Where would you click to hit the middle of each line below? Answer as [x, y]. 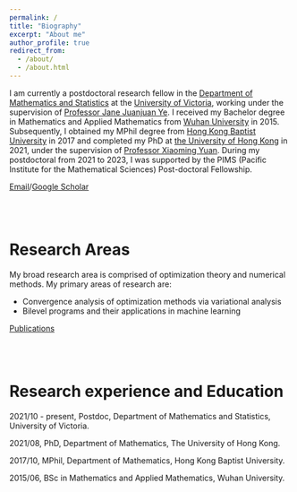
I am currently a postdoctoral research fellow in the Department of [131, 93]
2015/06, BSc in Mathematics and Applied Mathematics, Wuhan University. [147, 478]
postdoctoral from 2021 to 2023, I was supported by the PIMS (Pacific [138, 160]
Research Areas [70, 250]
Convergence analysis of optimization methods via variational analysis [152, 301]
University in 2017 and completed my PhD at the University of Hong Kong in [148, 141]
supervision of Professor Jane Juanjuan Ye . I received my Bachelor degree [147, 112]
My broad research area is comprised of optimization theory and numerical [148, 274]
